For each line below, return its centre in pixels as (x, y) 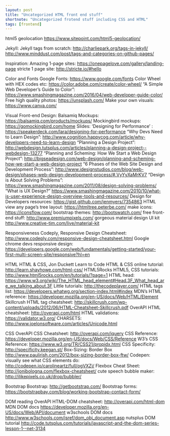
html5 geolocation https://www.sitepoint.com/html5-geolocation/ (73, 39)
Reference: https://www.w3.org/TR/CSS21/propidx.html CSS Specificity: (80, 344)
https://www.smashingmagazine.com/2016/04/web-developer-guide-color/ (84, 95)
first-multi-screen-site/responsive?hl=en (48, 255)
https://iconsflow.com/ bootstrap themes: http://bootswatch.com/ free (78, 212)
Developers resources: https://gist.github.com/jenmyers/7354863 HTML (81, 202)
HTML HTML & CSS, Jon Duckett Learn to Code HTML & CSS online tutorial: (85, 265)
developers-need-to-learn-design (40, 142)
